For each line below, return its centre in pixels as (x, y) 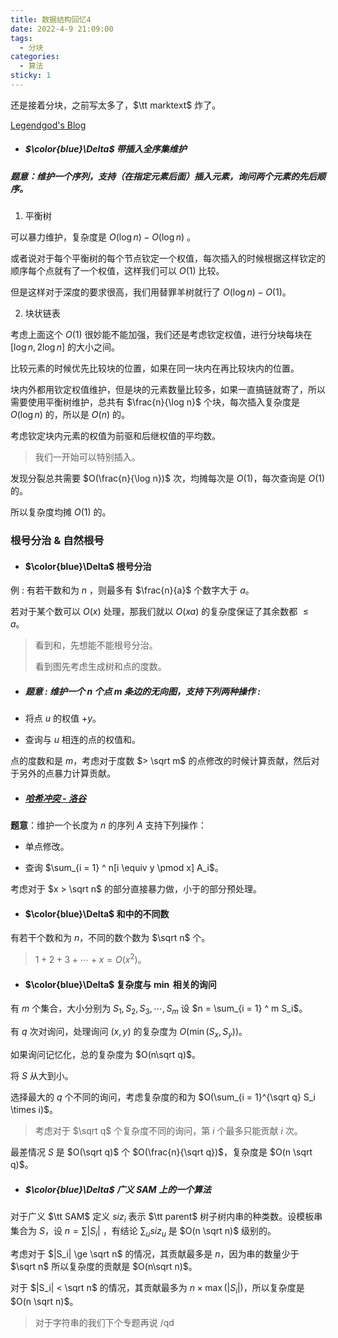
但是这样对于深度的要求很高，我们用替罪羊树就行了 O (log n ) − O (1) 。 (151, 292)
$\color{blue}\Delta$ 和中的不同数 (97, 913)
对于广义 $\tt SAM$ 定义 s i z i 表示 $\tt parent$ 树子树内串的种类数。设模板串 (166, 1217)
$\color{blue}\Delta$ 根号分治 (88, 566)
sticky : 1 (31, 76)
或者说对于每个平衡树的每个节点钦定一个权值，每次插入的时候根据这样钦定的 (168, 258)
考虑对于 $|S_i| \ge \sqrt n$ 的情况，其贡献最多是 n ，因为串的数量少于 (155, 1253)
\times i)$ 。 (34, 1109)
